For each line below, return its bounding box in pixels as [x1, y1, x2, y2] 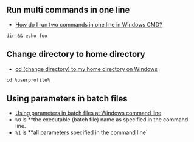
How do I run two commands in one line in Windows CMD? [15, 21, 162, 28]
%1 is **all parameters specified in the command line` [15, 129, 148, 136]
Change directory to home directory [6, 49, 145, 59]
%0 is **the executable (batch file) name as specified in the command [15, 116, 189, 123]
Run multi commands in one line [6, 5, 130, 15]
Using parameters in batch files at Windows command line [15, 109, 162, 117]
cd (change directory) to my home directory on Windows [15, 65, 158, 72]
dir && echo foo [6, 33, 47, 39]
